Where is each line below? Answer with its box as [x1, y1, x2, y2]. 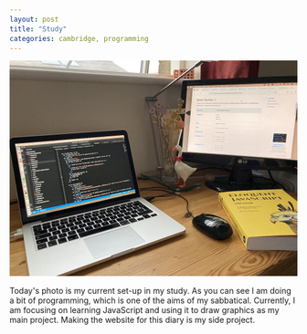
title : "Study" [9, 24, 68, 34]
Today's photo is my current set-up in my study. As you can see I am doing [9, 286, 292, 297]
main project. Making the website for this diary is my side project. [9, 315, 256, 326]
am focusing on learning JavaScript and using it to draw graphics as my [9, 305, 281, 316]
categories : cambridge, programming [9, 34, 149, 43]
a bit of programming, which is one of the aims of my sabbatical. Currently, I [9, 295, 295, 306]
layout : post [9, 15, 59, 24]
